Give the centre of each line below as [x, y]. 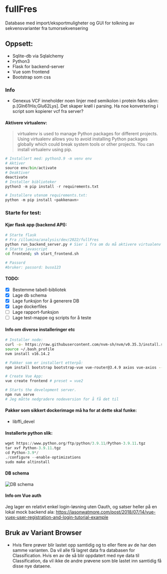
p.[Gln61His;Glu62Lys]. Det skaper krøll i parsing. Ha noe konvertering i [85, 106]
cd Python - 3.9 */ [22, 453]
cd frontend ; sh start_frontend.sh [42, 254]
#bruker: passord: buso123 [33, 267]
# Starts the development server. [41, 390]
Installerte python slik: [29, 433]
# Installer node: [24, 340]
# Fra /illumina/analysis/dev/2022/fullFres [52, 240]
